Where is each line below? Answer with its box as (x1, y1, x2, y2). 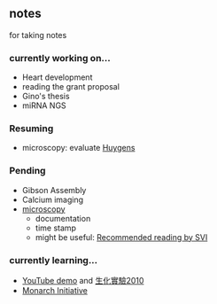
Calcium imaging (21, 194, 84, 205)
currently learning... (9, 253, 98, 266)
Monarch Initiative (21, 285, 89, 295)
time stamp (35, 222, 77, 233)
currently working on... (9, 51, 111, 64)
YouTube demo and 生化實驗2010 (21, 276, 144, 285)
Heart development (21, 72, 93, 82)
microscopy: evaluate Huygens (21, 143, 136, 153)
